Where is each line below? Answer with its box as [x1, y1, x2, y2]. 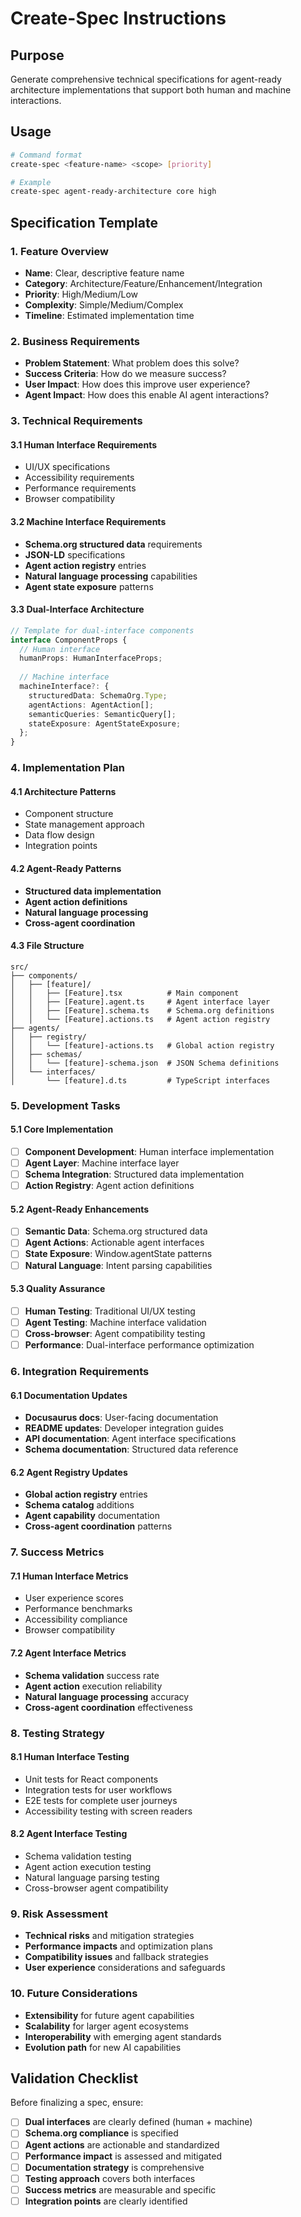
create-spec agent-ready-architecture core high [10, 187, 217, 197]
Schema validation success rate [24, 1669, 160, 1681]
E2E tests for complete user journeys [24, 1794, 178, 1806]
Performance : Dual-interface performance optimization [24, 1338, 255, 1351]
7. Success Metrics [10, 1545, 105, 1559]
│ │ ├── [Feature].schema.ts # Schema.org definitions [10, 1005, 275, 1016]
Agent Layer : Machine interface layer [24, 1157, 180, 1169]
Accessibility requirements [24, 472, 135, 484]
